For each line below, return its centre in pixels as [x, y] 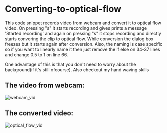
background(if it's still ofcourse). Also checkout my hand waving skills [77, 69]
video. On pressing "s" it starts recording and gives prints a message [76, 28]
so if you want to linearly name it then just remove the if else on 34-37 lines [83, 49]
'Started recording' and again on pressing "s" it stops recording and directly [83, 33]
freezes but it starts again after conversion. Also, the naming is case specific [84, 44]
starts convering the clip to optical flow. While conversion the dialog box [79, 39]
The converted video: [39, 113]
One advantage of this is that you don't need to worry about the [71, 64]
